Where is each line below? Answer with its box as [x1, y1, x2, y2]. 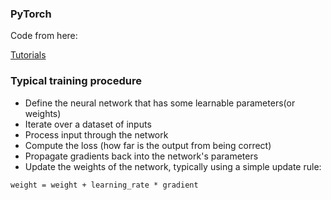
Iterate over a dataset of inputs [24, 118, 152, 130]
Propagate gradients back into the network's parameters [24, 150, 259, 162]
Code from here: [10, 30, 78, 42]
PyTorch [10, 7, 52, 21]
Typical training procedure [10, 74, 142, 88]
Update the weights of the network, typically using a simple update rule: [24, 160, 322, 172]
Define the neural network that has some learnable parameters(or [24, 97, 296, 109]
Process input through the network [24, 128, 169, 141]
